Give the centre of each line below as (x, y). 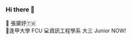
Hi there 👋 (20, 10)
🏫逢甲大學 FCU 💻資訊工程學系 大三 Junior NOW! (66, 31)
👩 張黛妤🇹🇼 (21, 23)
